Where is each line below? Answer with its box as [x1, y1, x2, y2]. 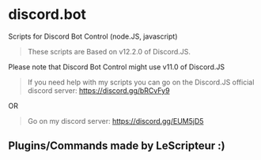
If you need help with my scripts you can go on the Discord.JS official [27, 77, 255, 87]
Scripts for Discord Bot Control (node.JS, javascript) [8, 32, 178, 41]
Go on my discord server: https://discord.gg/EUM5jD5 [27, 116, 204, 125]
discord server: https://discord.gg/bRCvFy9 [27, 85, 170, 95]
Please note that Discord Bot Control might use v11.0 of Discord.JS [8, 61, 225, 72]
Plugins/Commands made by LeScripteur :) [8, 140, 225, 153]
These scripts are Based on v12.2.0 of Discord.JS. [27, 47, 191, 56]
